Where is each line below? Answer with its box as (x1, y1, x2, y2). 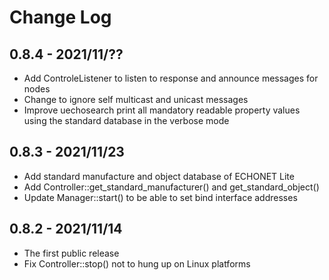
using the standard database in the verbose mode (23, 115, 230, 126)
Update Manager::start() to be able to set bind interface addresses (23, 191, 298, 203)
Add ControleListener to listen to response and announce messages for (23, 72, 319, 84)
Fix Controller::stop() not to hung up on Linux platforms (23, 257, 251, 270)
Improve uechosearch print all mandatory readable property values (23, 104, 301, 116)
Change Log (9, 6, 112, 29)
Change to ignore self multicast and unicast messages (23, 94, 249, 105)
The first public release (23, 247, 120, 259)
